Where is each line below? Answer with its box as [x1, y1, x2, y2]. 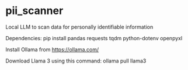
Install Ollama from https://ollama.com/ [5, 45, 99, 53]
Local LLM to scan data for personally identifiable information [5, 23, 154, 30]
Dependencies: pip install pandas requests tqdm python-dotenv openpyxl [5, 34, 183, 41]
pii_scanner [5, 4, 64, 17]
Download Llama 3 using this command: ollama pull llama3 [5, 57, 147, 64]
